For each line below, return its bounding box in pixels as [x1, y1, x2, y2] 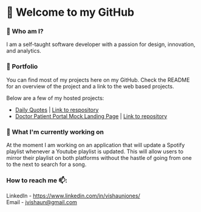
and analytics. [6, 47, 41, 55]
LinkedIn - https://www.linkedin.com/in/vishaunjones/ [6, 192, 141, 199]
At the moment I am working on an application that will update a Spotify [6, 142, 185, 149]
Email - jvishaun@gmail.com [6, 199, 78, 206]
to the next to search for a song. [6, 161, 87, 168]
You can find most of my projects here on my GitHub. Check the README [6, 76, 190, 84]
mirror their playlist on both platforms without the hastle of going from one [6, 154, 192, 162]
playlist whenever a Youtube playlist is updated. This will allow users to [6, 148, 184, 155]
